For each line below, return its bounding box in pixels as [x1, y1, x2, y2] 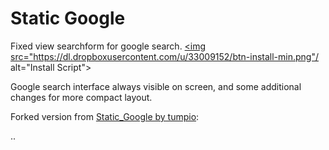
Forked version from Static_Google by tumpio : [10, 110, 200, 122]
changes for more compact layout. [10, 91, 153, 103]
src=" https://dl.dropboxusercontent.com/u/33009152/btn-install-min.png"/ [10, 50, 320, 62]
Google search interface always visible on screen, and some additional [10, 80, 302, 92]
